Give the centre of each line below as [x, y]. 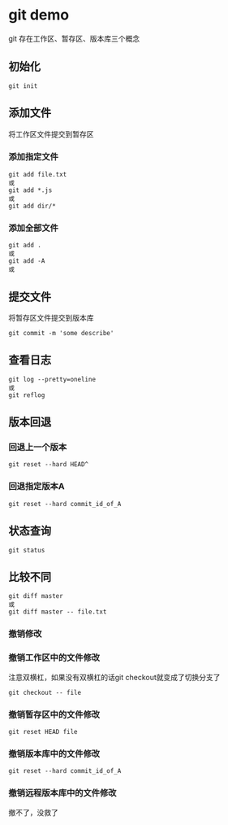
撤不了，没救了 [33, 812]
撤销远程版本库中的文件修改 [62, 793]
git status [27, 550]
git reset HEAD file [43, 731]
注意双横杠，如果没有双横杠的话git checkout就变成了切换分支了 [114, 677]
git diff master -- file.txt [58, 612]
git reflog [27, 395]
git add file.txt [38, 174]
